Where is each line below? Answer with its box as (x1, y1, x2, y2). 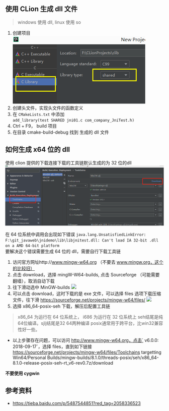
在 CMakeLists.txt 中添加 (12, 111, 64, 117)
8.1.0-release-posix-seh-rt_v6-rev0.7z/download (12, 360, 114, 366)
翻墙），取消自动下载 (12, 278, 55, 284)
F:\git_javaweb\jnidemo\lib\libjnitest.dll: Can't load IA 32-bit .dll (5, 238, 158, 243)
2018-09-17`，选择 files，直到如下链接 (12, 343, 92, 349)
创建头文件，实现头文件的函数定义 (12, 105, 83, 111)
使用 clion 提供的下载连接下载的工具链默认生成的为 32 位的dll (5, 159, 132, 165)
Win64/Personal (12, 355, 46, 361)
